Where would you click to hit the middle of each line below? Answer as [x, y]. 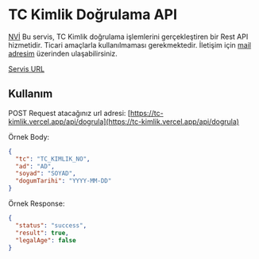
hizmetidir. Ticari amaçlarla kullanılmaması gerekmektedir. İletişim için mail [130, 44]
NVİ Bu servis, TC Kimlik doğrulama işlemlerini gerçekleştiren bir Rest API [128, 37]
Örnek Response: [37, 203]
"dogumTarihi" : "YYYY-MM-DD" [64, 181]
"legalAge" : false [46, 240]
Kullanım [31, 94]
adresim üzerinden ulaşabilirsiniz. [63, 53]
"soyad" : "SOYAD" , [46, 174]
